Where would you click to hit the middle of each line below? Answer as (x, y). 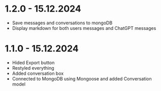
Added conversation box (38, 73)
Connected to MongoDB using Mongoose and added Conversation (82, 78)
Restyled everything (33, 68)
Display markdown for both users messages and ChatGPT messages (84, 28)
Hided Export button (33, 62)
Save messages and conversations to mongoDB (62, 23)
